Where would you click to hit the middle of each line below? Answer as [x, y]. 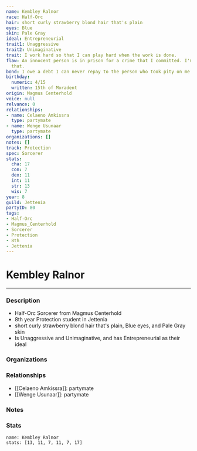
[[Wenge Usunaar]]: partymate [52, 394]
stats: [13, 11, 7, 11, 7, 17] [44, 442]
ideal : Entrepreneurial [35, 39]
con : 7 [19, 170]
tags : [13, 213]
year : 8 [16, 197]
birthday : [18, 77]
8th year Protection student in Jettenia [61, 320]
